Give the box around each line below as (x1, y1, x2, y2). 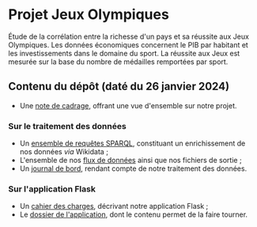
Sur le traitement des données (8, 120, 127, 131)
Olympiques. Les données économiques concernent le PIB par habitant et (8, 40, 249, 49)
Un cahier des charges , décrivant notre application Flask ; (19, 202, 209, 211)
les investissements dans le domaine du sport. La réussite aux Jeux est (8, 48, 240, 58)
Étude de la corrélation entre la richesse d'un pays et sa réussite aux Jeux (8, 32, 249, 41)
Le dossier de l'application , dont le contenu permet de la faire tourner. (19, 210, 248, 219)
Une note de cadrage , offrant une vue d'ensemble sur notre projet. (19, 100, 237, 110)
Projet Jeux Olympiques (8, 6, 170, 24)
